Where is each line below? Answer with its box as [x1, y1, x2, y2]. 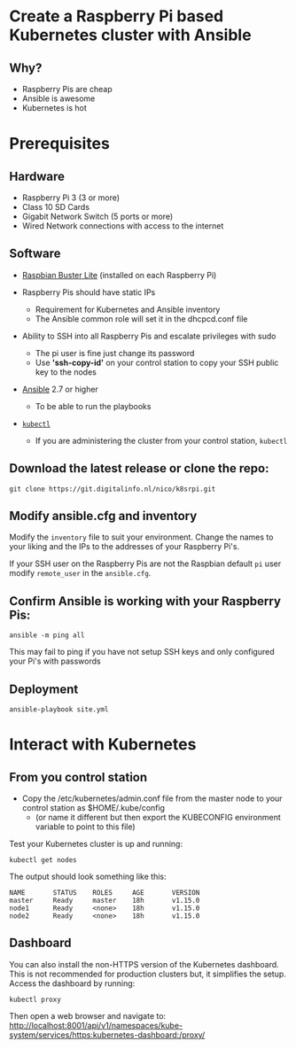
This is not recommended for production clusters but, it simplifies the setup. [9, 968, 286, 979]
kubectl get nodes [9, 856, 77, 865]
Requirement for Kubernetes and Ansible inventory [35, 304, 221, 315]
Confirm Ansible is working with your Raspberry [9, 594, 282, 609]
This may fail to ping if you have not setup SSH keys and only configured [9, 647, 275, 657]
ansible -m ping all [9, 631, 86, 640]
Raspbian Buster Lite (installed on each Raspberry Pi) [21, 269, 217, 280]
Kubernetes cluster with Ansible [9, 25, 252, 45]
